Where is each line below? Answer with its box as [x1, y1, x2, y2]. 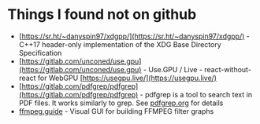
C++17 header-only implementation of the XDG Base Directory [18, 39, 221, 49]
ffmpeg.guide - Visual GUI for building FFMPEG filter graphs [18, 106, 214, 115]
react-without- [203, 64, 251, 74]
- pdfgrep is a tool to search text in [139, 89, 253, 99]
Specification [18, 48, 62, 57]
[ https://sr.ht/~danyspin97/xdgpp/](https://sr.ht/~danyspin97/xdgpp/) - [18, 31, 250, 41]
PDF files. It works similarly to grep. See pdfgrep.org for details [18, 98, 224, 108]
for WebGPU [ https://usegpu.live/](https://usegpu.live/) [37, 73, 217, 82]
